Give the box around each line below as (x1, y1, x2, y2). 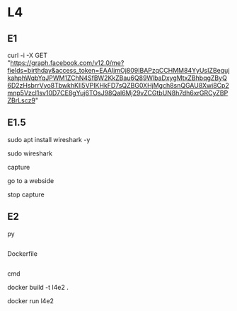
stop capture (7, 190, 45, 199)
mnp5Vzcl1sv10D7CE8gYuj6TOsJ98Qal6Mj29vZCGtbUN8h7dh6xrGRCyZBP (7, 89, 229, 97)
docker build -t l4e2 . (7, 283, 69, 291)
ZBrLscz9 (7, 96, 35, 105)
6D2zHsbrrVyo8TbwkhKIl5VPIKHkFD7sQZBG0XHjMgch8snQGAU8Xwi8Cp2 (7, 81, 230, 89)
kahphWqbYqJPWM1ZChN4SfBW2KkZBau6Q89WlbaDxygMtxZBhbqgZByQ (7, 74, 228, 82)
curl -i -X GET (7, 51, 48, 59)
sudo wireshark (7, 149, 53, 158)
